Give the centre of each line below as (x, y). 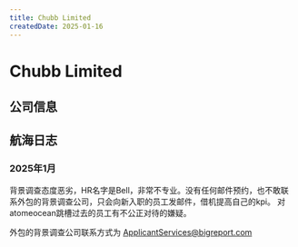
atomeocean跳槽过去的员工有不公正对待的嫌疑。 (100, 212)
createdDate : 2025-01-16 (56, 26)
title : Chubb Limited (50, 18)
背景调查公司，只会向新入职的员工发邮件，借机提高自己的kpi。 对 (163, 202)
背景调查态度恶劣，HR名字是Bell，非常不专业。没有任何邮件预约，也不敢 (145, 190)
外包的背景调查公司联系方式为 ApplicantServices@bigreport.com (131, 232)
